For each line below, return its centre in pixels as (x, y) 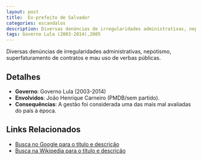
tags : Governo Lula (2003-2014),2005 (54, 34)
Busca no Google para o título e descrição (67, 144)
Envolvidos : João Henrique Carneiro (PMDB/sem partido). (87, 98)
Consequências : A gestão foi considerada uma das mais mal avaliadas (103, 104)
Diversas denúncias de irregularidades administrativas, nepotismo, (89, 51)
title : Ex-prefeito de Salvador (48, 18)
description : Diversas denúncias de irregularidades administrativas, (96, 29)
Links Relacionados (44, 130)
